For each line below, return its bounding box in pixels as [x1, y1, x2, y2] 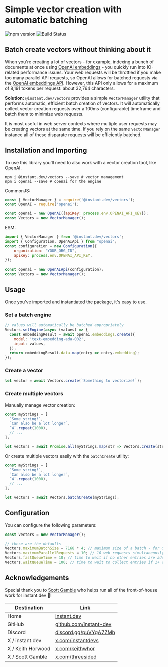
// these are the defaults [5, 541, 61, 546]
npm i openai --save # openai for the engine [5, 179, 101, 184]
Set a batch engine [5, 311, 51, 318]
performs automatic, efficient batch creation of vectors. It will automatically [5, 100, 160, 106]
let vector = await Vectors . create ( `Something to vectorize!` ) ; [5, 378, 142, 383]
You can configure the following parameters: [5, 522, 97, 528]
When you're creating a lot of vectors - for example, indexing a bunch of [5, 59, 154, 65]
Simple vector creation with [5, 4, 122, 15]
